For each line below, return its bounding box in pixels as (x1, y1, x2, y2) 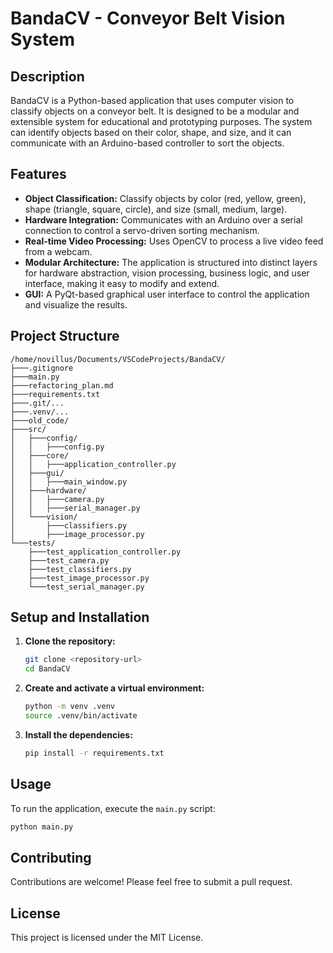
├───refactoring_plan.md (10, 380, 114, 391)
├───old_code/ (10, 415, 70, 426)
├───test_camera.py (28, 555, 110, 566)
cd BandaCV (24, 664, 71, 674)
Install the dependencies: (24, 728, 133, 741)
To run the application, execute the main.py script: (10, 802, 216, 814)
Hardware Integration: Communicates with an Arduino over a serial (24, 213, 303, 226)
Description (10, 68, 85, 85)
